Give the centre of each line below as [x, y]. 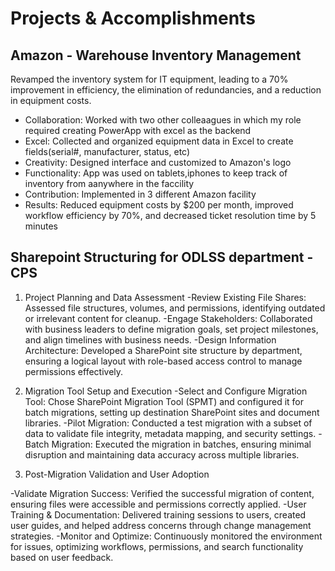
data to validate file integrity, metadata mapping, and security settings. [170, 433]
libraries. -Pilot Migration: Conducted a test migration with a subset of [168, 423]
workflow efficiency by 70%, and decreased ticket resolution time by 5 [170, 215]
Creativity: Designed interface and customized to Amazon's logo [158, 162]
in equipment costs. [51, 100]
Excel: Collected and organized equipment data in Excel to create [159, 141]
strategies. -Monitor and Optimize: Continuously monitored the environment [166, 536]
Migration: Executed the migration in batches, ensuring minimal [181, 444]
